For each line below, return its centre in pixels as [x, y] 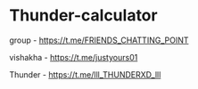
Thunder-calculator [83, 16]
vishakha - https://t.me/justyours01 [74, 57]
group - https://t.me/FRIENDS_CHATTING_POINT [99, 40]
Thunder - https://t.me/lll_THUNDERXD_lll [85, 74]
